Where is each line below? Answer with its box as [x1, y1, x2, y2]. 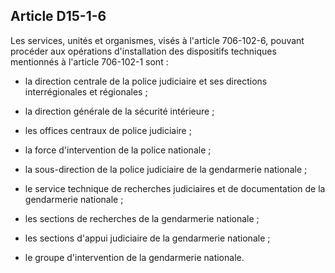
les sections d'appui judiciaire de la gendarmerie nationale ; [24, 232, 271, 244]
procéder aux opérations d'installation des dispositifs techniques [10, 45, 277, 57]
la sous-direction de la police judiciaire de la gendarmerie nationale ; [24, 163, 308, 175]
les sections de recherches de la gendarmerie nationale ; [24, 212, 260, 224]
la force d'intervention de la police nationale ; [24, 144, 212, 156]
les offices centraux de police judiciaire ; [24, 124, 192, 136]
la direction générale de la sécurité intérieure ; [24, 105, 215, 117]
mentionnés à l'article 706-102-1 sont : [10, 55, 169, 68]
